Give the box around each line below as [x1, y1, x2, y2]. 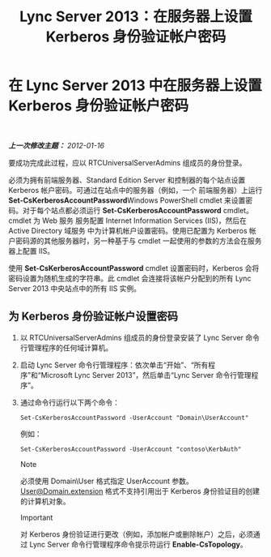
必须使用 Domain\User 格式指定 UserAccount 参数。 [19, 476, 193, 486]
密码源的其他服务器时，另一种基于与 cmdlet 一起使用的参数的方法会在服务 [15, 236, 262, 246]
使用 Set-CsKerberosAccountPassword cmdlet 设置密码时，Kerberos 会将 [8, 263, 260, 272]
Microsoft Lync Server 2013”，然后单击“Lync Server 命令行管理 [40, 370, 252, 379]
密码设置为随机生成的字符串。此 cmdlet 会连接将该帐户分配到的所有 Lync [8, 273, 252, 283]
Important [19, 512, 53, 522]
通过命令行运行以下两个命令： [19, 397, 120, 407]
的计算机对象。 [19, 496, 70, 506]
